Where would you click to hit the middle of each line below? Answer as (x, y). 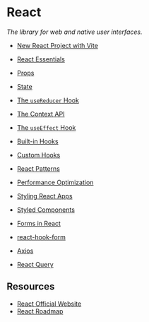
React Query (35, 264)
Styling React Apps (44, 196)
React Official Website (49, 304)
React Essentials (41, 59)
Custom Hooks (38, 155)
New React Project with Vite (57, 45)
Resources (31, 287)
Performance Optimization (55, 182)
